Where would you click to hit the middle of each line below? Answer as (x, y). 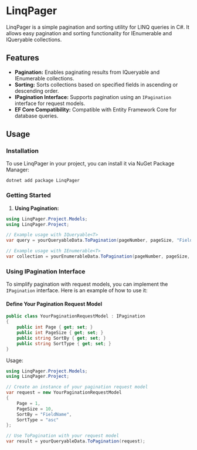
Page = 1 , (29, 403)
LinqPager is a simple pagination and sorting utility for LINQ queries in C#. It (98, 27)
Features (23, 58)
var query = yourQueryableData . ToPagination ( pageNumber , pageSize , (90, 241)
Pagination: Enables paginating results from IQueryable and (87, 72)
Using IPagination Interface (46, 271)
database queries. (36, 116)
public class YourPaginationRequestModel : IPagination (76, 316)
